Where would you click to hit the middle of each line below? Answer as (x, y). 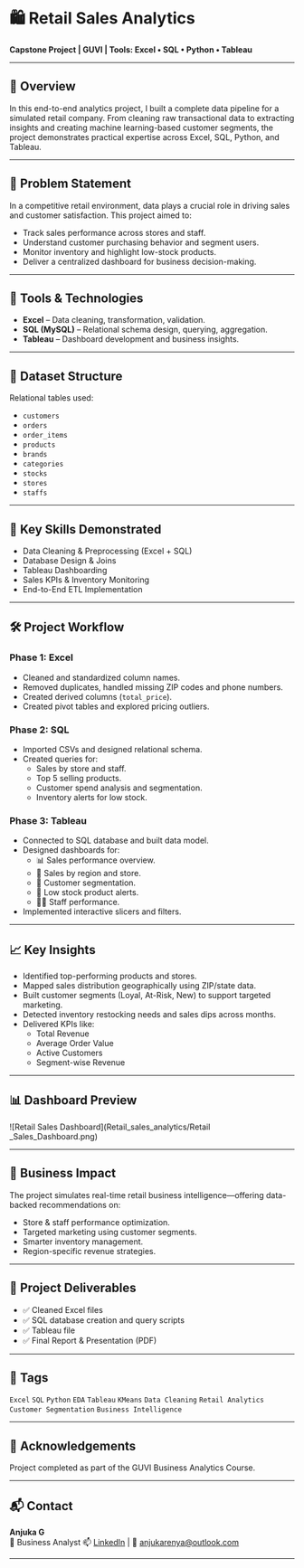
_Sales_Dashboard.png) (53, 1136)
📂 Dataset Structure (66, 376)
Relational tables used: (52, 398)
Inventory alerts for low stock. (91, 797)
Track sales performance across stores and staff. (114, 232)
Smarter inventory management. (83, 1242)
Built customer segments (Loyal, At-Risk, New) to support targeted (147, 996)
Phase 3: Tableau (48, 820)
